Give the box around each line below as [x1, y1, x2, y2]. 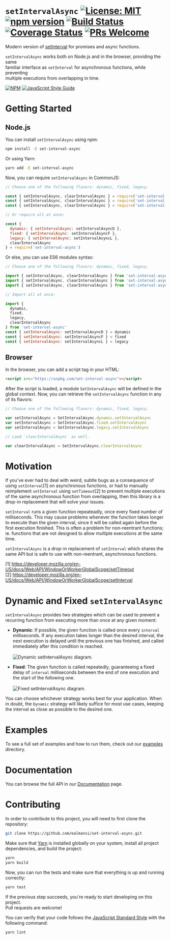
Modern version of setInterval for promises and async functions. [5, 43, 140, 49]
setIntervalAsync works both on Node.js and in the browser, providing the [5, 53, 161, 60]
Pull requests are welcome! [5, 904, 62, 910]
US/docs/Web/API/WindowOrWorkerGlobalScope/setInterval [5, 577, 133, 583]
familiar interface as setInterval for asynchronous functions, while [5, 64, 146, 70]
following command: [5, 920, 48, 926]
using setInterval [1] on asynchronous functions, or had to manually [5, 482, 149, 489]
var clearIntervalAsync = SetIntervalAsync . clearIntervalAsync [5, 443, 142, 448]
